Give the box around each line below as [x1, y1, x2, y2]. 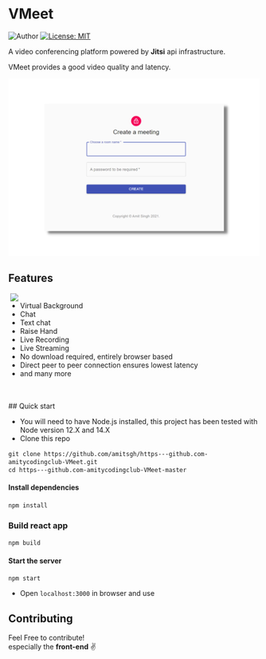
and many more [19, 368, 72, 378]
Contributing [8, 612, 73, 625]
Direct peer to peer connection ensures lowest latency [19, 360, 198, 370]
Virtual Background [19, 300, 84, 310]
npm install [8, 501, 48, 510]
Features [8, 272, 53, 285]
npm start [8, 574, 41, 583]
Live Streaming [19, 343, 70, 352]
